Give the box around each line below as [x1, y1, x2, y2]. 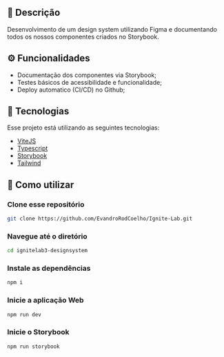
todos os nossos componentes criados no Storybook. [7, 32, 160, 41]
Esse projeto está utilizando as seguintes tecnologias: [7, 123, 160, 132]
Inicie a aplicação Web [7, 296, 84, 305]
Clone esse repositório [7, 199, 85, 209]
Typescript [17, 144, 48, 152]
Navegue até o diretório [7, 232, 88, 241]
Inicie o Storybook [7, 327, 70, 337]
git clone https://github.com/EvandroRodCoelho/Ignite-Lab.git [7, 215, 193, 223]
